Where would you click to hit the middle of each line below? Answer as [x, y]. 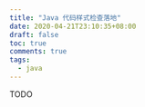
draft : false [34, 34]
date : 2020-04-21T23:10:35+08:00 [73, 26]
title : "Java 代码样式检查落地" [65, 18]
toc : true [28, 43]
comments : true [38, 52]
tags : [20, 60]
